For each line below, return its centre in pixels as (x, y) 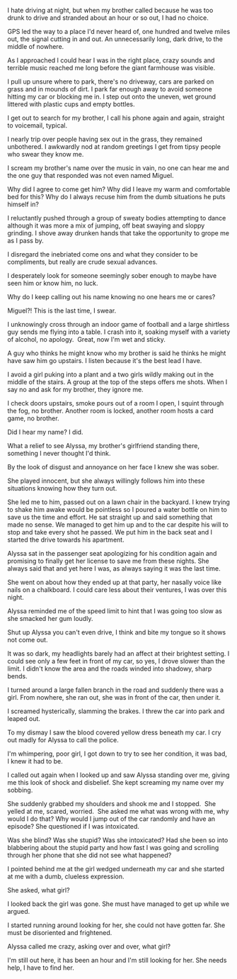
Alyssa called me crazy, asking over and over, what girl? (89, 946)
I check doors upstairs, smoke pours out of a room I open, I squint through (116, 403)
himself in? (23, 204)
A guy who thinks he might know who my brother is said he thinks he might (117, 353)
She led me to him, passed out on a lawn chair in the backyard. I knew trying (118, 502)
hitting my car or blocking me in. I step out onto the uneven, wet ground (112, 96)
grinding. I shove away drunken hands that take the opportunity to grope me (118, 233)
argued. (19, 911)
